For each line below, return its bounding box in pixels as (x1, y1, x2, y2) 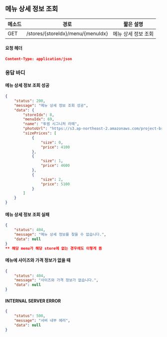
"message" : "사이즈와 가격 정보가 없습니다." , (14, 278, 98, 283)
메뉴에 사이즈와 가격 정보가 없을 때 (5, 257, 71, 263)
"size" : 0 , (40, 140, 64, 145)
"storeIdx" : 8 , (23, 112, 55, 117)
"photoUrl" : (23, 126, 48, 131)
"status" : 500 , (14, 314, 46, 319)
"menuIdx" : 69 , (23, 117, 55, 122)
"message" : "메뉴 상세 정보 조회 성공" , (14, 103, 88, 108)
